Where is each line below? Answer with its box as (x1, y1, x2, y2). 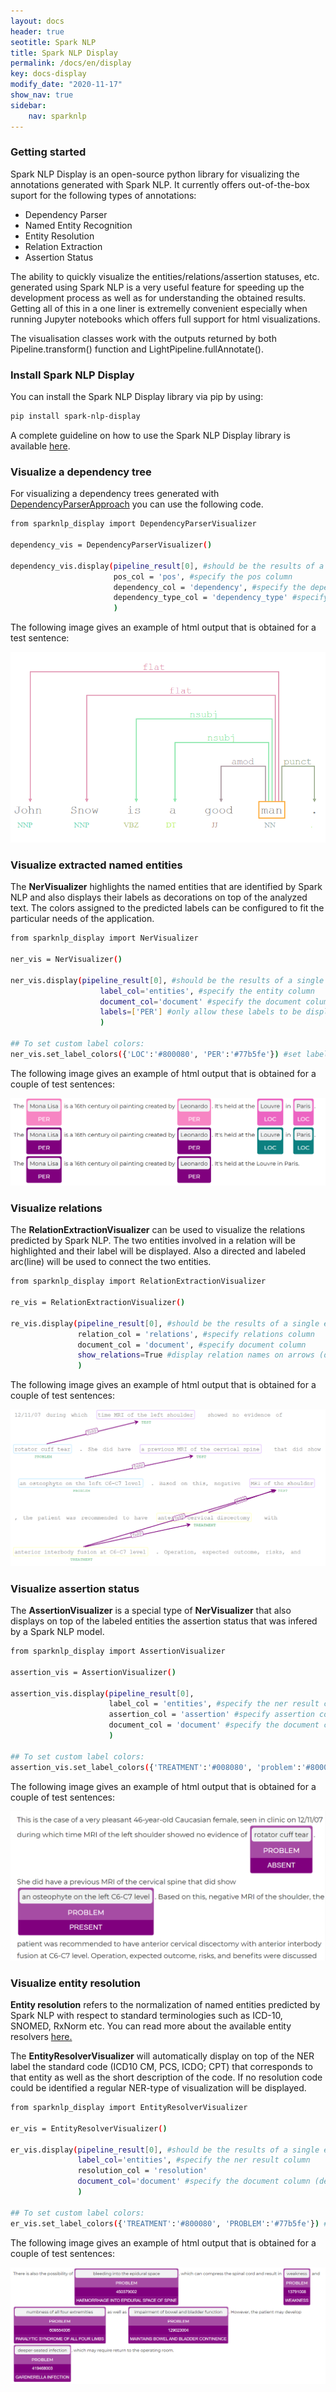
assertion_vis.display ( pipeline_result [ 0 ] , (10, 1688, 195, 1699)
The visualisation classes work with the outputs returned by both (10, 332, 277, 344)
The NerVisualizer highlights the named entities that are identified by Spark (10, 881, 323, 893)
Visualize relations (10, 1201, 103, 1215)
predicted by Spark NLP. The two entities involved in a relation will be (10, 1235, 297, 1247)
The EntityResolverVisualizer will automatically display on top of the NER (10, 2050, 315, 2062)
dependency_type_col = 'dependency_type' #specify (113, 593, 329, 603)
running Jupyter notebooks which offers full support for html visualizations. (10, 313, 321, 325)
